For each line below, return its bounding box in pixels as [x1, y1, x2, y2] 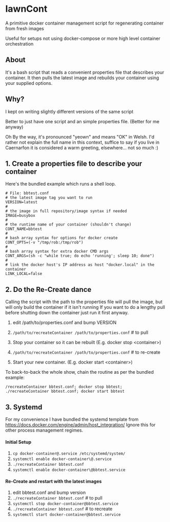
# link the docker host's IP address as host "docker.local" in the [5, 262, 155, 267]
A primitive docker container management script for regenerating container [5, 20, 164, 26]
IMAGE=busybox [5, 213, 36, 218]
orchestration [5, 40, 34, 47]
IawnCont [5, 3, 48, 15]
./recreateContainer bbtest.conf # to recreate [12, 506, 113, 512]
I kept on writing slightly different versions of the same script [5, 108, 134, 115]
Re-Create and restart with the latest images [5, 478, 102, 484]
